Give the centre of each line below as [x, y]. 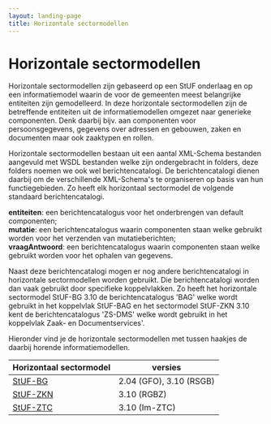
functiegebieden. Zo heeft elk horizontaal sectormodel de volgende [121, 188]
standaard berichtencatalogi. [56, 197]
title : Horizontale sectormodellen [69, 24]
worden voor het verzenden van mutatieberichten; [92, 238]
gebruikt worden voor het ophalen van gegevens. [91, 256]
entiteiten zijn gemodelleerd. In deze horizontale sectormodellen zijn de [128, 103]
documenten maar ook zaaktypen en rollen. [81, 138]
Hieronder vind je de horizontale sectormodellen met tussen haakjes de [128, 339]
